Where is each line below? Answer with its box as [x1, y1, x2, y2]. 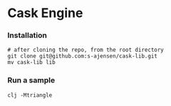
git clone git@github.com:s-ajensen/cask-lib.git [7, 53, 158, 60]
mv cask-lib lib [7, 59, 56, 66]
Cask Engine [7, 5, 83, 21]
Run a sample [7, 75, 56, 85]
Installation [7, 31, 48, 41]
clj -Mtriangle [7, 91, 53, 99]
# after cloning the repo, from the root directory [7, 46, 164, 54]
